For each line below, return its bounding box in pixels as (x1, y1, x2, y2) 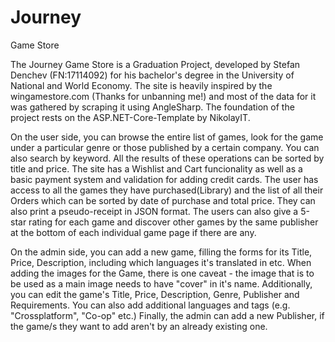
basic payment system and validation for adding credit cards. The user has (10, 173, 319, 185)
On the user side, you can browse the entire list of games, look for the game (10, 131, 324, 143)
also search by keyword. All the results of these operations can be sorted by (10, 152, 325, 164)
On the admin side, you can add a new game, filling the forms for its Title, (10, 246, 313, 258)
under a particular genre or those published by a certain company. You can (10, 141, 320, 153)
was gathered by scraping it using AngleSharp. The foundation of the (10, 101, 295, 113)
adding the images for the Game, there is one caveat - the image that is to (10, 267, 315, 279)
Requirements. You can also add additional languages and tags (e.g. (10, 299, 291, 311)
